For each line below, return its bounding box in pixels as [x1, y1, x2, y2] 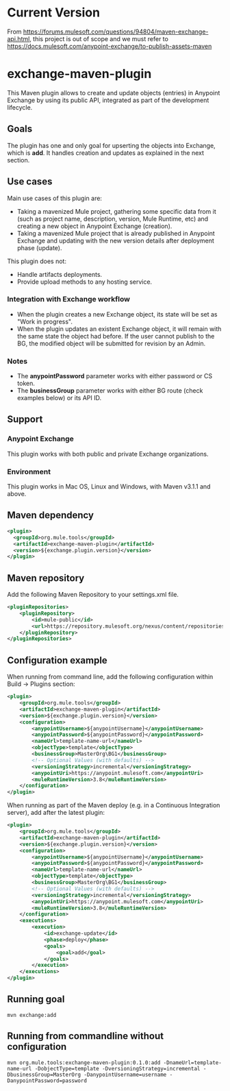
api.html [7, 34, 30, 42]
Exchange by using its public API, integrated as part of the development [7, 96, 209, 104]
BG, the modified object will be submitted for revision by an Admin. [16, 339, 206, 347]
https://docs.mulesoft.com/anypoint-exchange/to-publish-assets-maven [7, 42, 212, 50]
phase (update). [16, 243, 62, 252]
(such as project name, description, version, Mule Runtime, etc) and [16, 214, 209, 223]
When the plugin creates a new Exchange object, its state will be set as [16, 310, 218, 318]
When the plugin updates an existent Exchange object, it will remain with [16, 324, 222, 333]
